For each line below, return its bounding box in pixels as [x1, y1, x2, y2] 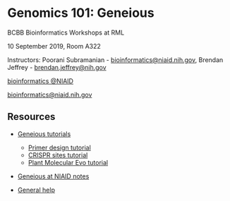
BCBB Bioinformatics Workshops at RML [7, 28, 125, 37]
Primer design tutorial [28, 143, 92, 152]
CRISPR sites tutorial [28, 150, 88, 159]
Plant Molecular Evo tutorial [28, 158, 108, 166]
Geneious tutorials [17, 129, 71, 138]
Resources [7, 111, 56, 123]
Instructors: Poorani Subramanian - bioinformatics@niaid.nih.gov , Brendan [7, 55, 224, 64]
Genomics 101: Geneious [7, 5, 155, 21]
